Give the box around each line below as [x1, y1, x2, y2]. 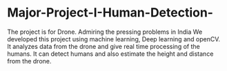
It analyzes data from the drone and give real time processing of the [7, 42, 200, 50]
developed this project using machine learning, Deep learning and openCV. [7, 34, 221, 43]
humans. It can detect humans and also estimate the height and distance [7, 50, 214, 58]
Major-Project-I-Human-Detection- [7, 5, 214, 21]
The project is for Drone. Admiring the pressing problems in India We [7, 28, 203, 36]
